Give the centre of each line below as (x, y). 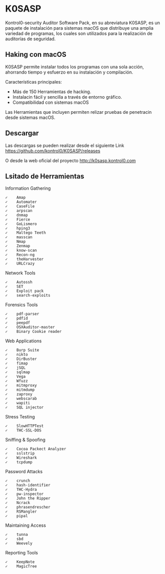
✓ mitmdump (20, 390)
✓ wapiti (18, 403)
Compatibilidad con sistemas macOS (51, 102)
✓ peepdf (18, 323)
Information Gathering (28, 188)
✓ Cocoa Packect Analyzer (36, 449)
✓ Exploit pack (24, 291)
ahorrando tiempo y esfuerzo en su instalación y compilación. (69, 72)
